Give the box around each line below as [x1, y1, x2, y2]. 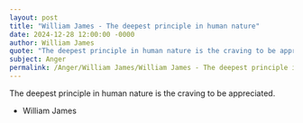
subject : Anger [9, 55, 67, 64]
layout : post [9, 13, 59, 22]
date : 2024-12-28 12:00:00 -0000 [9, 30, 135, 39]
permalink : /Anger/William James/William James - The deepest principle [9, 64, 289, 73]
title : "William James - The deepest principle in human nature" [9, 22, 260, 31]
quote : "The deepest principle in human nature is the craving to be [9, 47, 277, 56]
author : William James [9, 38, 95, 48]
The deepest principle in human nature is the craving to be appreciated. [9, 87, 276, 99]
